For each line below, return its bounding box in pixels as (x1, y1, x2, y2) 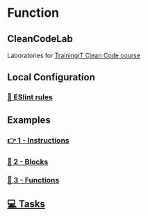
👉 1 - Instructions (7, 135, 69, 145)
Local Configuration (7, 71, 96, 83)
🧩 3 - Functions (7, 175, 60, 185)
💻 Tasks (7, 198, 45, 210)
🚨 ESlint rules (7, 92, 54, 102)
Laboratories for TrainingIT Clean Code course (7, 51, 141, 59)
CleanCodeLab (7, 33, 73, 45)
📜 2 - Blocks (7, 157, 49, 166)
